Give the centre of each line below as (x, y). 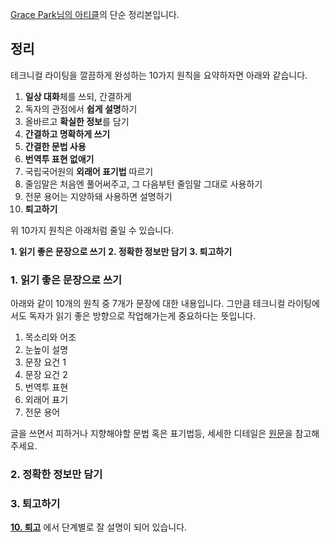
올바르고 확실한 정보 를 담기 (77, 121)
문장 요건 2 (46, 375)
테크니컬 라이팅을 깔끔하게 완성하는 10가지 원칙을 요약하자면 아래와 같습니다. (159, 75)
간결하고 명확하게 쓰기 (67, 134)
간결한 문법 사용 (55, 146)
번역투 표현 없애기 (59, 159)
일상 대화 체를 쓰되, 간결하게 (78, 96)
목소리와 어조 (50, 337)
